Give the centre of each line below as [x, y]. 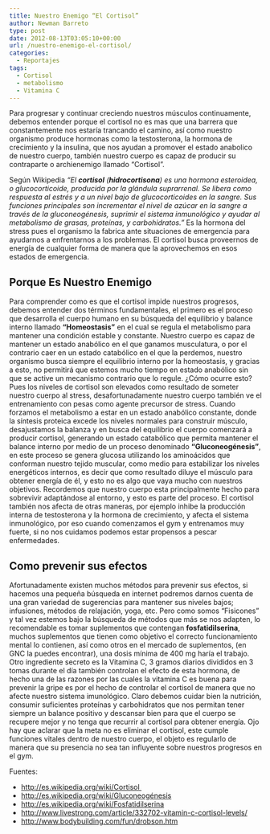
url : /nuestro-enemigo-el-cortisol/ [70, 46]
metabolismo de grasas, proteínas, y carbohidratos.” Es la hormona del [127, 223]
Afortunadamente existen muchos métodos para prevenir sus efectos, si [129, 585]
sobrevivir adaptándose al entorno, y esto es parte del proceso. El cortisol [131, 498]
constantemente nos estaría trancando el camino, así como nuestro [121, 130]
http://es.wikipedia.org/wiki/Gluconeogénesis [96, 795]
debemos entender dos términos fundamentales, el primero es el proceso [131, 310]
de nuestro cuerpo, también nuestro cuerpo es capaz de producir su [123, 156]
